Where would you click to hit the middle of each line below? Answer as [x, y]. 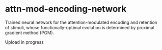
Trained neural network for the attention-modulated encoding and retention [81, 22]
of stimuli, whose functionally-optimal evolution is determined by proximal [80, 27]
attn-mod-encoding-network [66, 9]
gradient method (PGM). [30, 33]
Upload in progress [25, 42]
